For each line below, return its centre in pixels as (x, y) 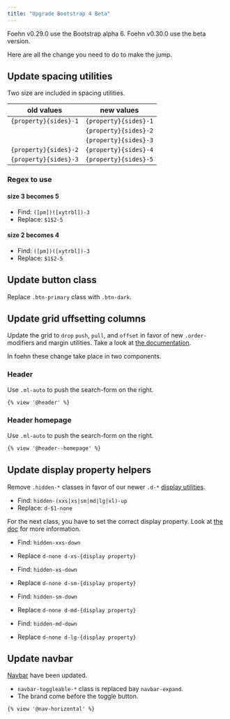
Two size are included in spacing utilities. (66, 93)
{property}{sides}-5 (119, 160)
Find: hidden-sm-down (47, 596)
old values (45, 110)
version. (19, 41)
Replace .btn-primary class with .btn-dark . (69, 296)
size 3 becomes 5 (33, 196)
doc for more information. (44, 529)
